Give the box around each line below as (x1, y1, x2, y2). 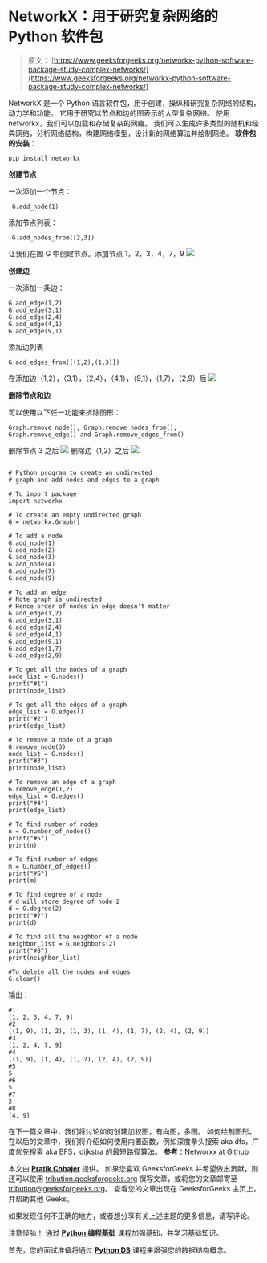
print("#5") (8, 834, 48, 842)
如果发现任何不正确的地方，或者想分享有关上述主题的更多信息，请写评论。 (8, 1211, 254, 1220)
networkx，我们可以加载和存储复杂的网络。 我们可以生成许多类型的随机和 (8, 118, 253, 128)
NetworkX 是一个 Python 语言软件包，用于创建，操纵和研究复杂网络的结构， (8, 98, 261, 108)
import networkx (8, 497, 63, 505)
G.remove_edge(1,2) (8, 785, 74, 793)
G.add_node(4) (8, 560, 56, 568)
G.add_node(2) (8, 546, 56, 554)
